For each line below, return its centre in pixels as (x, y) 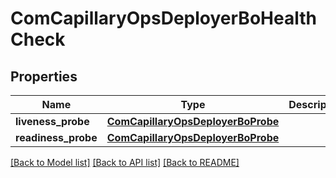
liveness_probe (52, 121)
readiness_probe (56, 137)
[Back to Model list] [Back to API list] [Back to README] (125, 162)
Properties (44, 76)
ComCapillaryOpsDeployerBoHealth (163, 18)
